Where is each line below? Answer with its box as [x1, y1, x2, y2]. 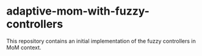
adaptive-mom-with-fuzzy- [6, 4, 150, 18]
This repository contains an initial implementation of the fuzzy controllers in [6, 37, 197, 44]
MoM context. [6, 44, 41, 51]
